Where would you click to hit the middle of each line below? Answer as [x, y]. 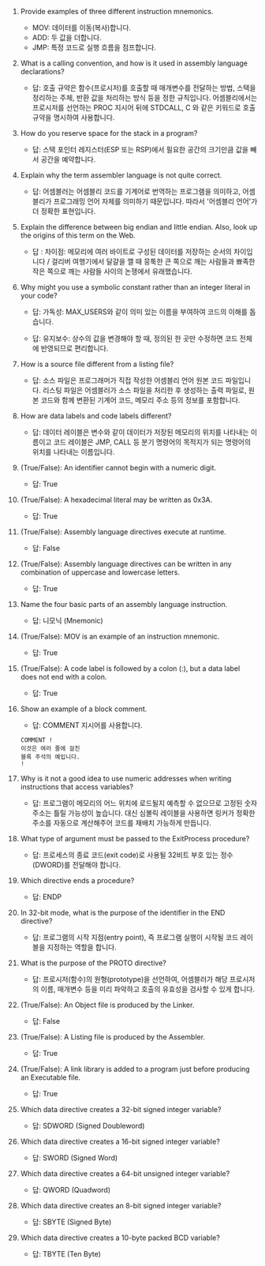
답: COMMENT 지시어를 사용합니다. [87, 725]
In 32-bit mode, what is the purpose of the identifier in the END [123, 912]
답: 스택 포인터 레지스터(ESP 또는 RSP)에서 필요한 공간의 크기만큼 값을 [140, 150]
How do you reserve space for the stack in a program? [109, 133]
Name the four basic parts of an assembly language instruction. [124, 604]
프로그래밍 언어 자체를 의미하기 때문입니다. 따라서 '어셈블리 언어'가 [155, 201]
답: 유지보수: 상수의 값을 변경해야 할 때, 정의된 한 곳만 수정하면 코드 [135, 338]
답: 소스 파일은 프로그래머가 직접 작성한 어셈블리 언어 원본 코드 [128, 380]
